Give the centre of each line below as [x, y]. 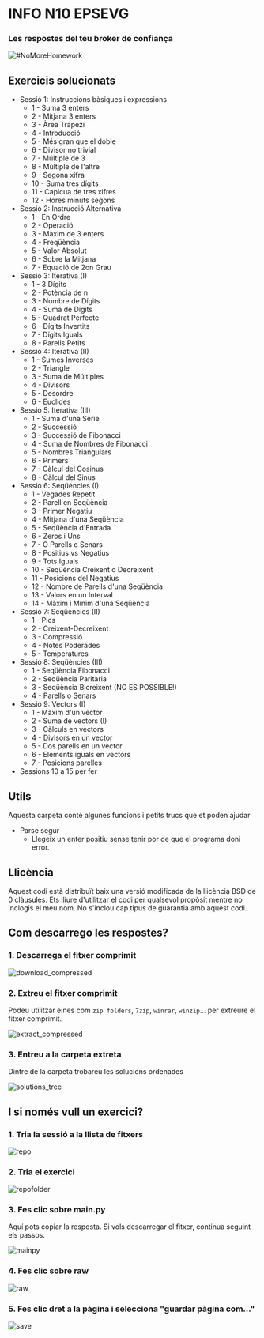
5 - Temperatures [60, 654]
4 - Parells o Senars [64, 695]
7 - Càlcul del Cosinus [68, 469]
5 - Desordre [52, 394]
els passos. [27, 1235]
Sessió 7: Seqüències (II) [60, 612]
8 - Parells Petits [58, 343]
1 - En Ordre [51, 217]
